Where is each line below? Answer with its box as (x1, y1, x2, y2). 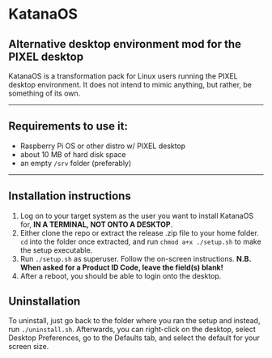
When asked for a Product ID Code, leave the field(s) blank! (19, 262, 224, 272)
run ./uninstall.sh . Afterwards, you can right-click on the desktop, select (8, 325, 257, 335)
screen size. (8, 342, 49, 352)
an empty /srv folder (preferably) (19, 158, 132, 168)
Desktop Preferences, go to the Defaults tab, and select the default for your (8, 333, 261, 343)
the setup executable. (19, 245, 93, 255)
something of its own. (8, 88, 81, 98)
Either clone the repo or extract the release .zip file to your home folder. (19, 228, 259, 237)
